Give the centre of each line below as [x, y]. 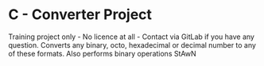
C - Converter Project [80, 15]
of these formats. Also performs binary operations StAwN [102, 53]
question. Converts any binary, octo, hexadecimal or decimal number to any [132, 45]
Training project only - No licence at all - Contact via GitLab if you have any [131, 37]
